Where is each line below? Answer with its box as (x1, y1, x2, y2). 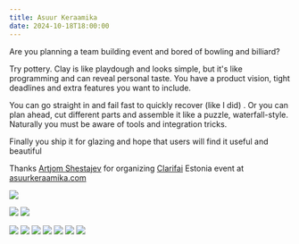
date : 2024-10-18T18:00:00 (9, 21, 110, 30)
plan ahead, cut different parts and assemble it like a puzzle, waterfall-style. (9, 109, 288, 120)
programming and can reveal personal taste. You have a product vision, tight (9, 72, 290, 83)
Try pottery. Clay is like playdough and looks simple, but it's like (9, 63, 243, 74)
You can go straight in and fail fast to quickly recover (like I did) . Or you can (9, 99, 288, 110)
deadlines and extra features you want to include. (9, 82, 192, 93)
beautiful (9, 145, 42, 156)
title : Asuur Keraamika (9, 13, 98, 22)
